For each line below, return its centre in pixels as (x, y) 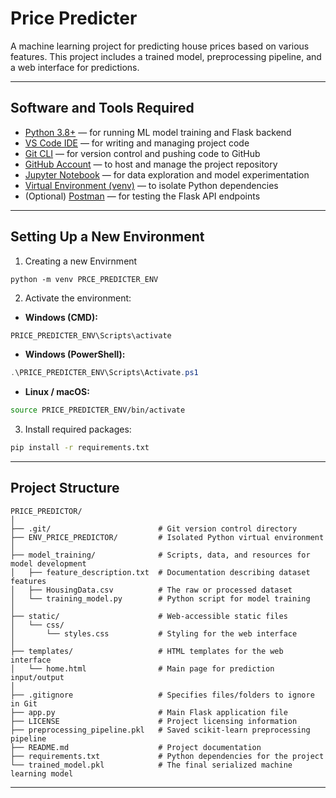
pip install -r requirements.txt (80, 448)
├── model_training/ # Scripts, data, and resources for (160, 555)
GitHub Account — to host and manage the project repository (151, 164)
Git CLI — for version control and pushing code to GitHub (142, 153)
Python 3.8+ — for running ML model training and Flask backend (158, 132)
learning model (42, 773)
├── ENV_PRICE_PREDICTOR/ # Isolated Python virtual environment (167, 537)
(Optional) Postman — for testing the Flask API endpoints (142, 196)
